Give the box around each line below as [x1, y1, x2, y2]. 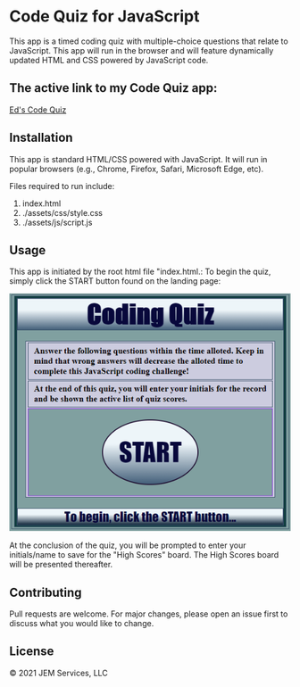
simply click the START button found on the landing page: [9, 276, 221, 286]
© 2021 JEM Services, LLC [9, 667, 109, 678]
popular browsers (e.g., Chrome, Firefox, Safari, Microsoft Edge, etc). [9, 163, 264, 174]
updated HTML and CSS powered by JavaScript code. [9, 54, 209, 65]
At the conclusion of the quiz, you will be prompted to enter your [9, 540, 246, 550]
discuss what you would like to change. [9, 617, 154, 628]
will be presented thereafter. [9, 559, 113, 570]
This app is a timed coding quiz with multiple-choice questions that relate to [9, 36, 288, 46]
